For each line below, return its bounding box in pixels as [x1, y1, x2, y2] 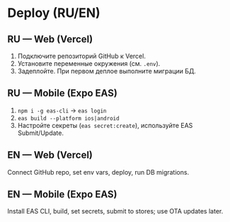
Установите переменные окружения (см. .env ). [17, 59, 161, 68]
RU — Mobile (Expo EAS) [7, 87, 118, 100]
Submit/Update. [17, 129, 64, 137]
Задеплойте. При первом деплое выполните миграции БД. [17, 67, 196, 75]
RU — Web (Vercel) [7, 33, 93, 45]
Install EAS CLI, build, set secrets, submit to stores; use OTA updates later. [7, 207, 224, 216]
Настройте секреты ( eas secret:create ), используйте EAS [17, 121, 193, 129]
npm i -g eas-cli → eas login [17, 106, 108, 115]
